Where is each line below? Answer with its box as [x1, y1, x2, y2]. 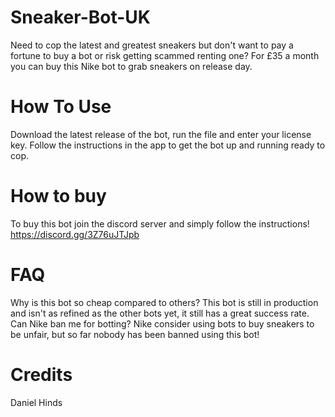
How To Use [10, 96, 112, 118]
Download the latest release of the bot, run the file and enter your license [10, 128, 312, 140]
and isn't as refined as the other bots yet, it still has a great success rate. [10, 307, 310, 319]
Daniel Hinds [10, 396, 63, 408]
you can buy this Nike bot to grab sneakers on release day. [10, 60, 253, 72]
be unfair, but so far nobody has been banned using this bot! [10, 328, 260, 340]
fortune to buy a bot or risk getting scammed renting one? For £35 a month [10, 49, 320, 61]
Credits [10, 363, 73, 386]
